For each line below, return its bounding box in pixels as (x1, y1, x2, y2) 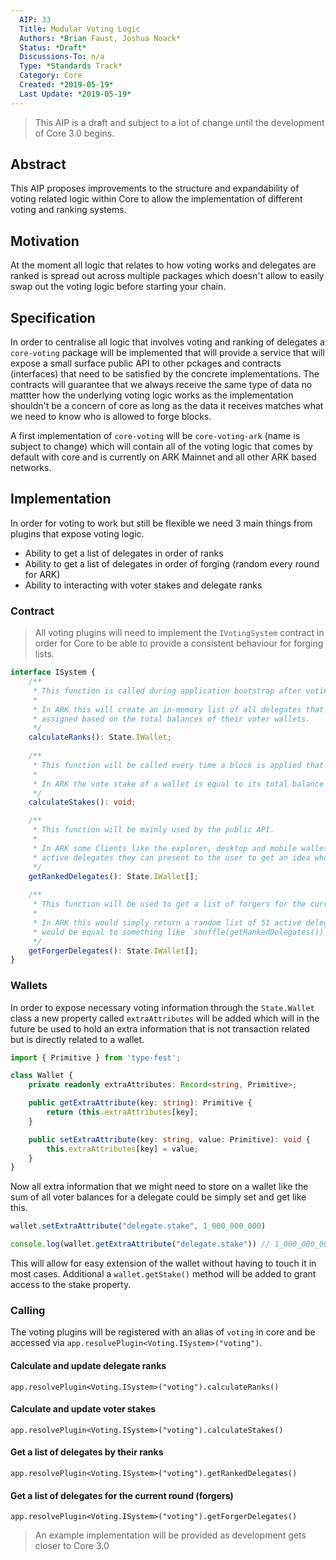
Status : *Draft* (19, 42, 87, 53)
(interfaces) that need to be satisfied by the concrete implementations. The (10, 368, 320, 380)
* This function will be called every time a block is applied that (32, 760, 325, 770)
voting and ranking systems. (10, 204, 127, 216)
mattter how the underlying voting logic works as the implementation (10, 389, 294, 401)
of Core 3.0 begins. (34, 127, 115, 139)
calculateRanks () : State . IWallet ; (28, 732, 172, 743)
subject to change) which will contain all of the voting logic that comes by (10, 441, 313, 453)
